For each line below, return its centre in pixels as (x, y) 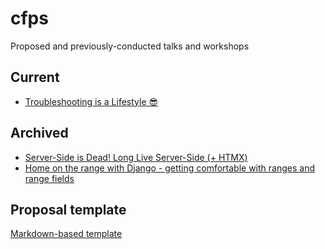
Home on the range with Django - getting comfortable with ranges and (169, 168)
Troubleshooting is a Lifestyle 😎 (91, 101)
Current (35, 77)
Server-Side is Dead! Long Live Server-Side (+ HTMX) (136, 157)
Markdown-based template (66, 234)
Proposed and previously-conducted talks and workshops (130, 46)
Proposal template (68, 209)
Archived (39, 133)
